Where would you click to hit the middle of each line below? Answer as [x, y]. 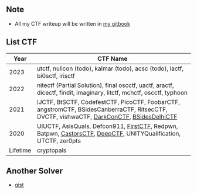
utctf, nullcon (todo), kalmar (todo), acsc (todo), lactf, [110, 68]
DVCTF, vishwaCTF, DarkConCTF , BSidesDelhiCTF [107, 116]
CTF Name [113, 58]
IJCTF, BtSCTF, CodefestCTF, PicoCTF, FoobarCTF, [109, 102]
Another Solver [35, 171]
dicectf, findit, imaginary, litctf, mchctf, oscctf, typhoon [112, 92]
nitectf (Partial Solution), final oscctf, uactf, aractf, [106, 85]
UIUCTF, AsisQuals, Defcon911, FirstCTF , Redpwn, [108, 126]
